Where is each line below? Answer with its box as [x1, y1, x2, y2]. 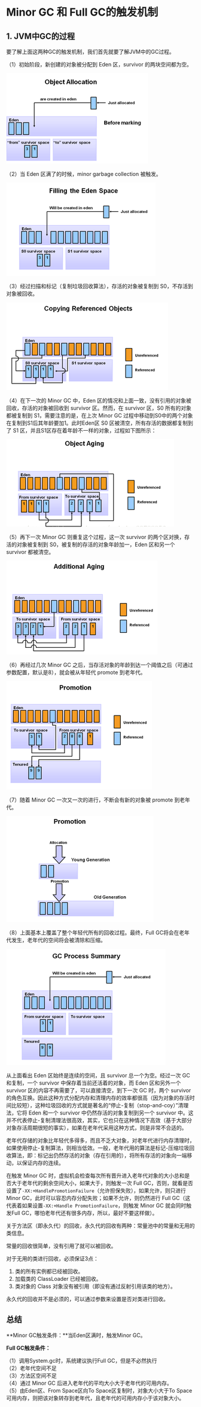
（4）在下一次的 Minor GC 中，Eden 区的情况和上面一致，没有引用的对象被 [6, 397, 191, 404]
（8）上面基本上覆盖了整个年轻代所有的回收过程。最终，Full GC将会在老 [6, 929, 185, 936]
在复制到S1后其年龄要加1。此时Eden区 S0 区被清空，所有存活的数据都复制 [6, 419, 188, 427]
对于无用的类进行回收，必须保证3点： [6, 1255, 99, 1262]
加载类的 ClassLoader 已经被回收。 [14, 1275, 102, 1282]
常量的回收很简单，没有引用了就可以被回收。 [6, 1242, 117, 1249]
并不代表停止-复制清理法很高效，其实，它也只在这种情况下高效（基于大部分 [6, 1117, 193, 1123]
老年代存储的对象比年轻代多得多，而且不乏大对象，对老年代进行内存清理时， [6, 1137, 195, 1144]
